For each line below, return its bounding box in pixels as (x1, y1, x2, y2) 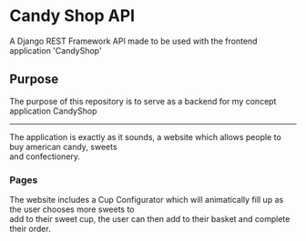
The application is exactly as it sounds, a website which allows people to (9, 131, 282, 142)
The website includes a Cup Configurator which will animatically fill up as (9, 195, 284, 206)
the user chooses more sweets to (9, 204, 135, 215)
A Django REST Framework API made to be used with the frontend (9, 35, 258, 46)
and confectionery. (9, 151, 80, 162)
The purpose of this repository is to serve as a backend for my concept (9, 95, 277, 106)
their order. (9, 224, 52, 235)
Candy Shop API (9, 5, 135, 26)
